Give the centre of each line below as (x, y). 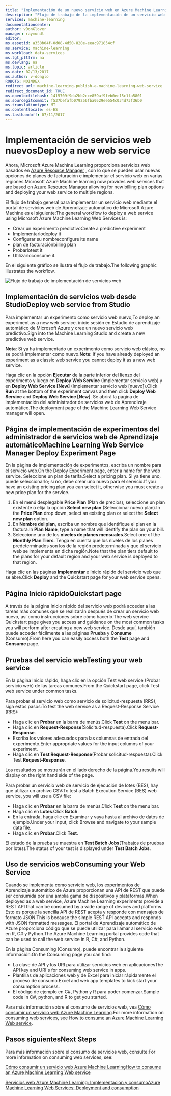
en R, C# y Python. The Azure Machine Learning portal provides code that (82, 933)
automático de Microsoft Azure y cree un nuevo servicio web (69, 328)
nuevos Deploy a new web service (78, 151)
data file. (22, 828)
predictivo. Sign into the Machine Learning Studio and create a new (75, 333)
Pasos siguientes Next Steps (51, 1039)
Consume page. (22, 644)
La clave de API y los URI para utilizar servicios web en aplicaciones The (88, 964)
